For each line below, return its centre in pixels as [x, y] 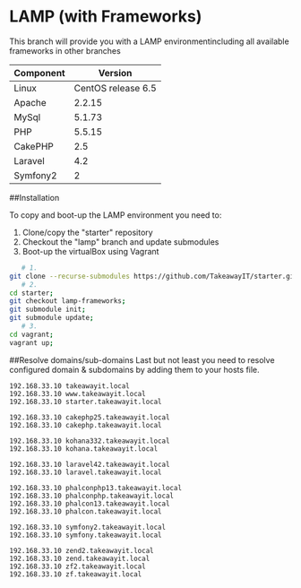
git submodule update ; [52, 318]
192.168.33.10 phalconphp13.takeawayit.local [95, 488]
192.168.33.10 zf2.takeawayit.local [77, 566]
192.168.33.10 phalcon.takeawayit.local [86, 511]
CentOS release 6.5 [115, 88]
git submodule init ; [48, 310]
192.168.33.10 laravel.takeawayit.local [86, 472]
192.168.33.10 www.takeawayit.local [77, 393]
